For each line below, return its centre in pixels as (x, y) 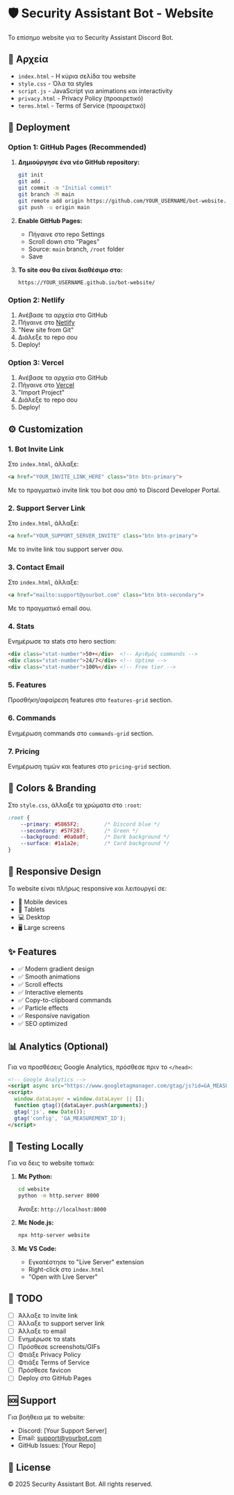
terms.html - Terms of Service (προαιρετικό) (82, 106)
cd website (34, 1189)
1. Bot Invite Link (36, 449)
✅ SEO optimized (43, 1023)
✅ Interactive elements (51, 992)
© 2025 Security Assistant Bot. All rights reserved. (80, 1484)
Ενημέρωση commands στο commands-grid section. (81, 733)
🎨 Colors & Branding (52, 789)
